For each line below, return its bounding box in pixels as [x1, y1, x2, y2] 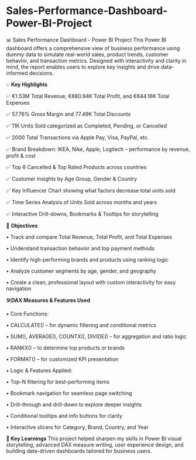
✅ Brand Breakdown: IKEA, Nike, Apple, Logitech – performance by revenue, [6, 145, 190, 153]
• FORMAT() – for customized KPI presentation [6, 355, 119, 362]
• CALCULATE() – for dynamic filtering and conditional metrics [6, 321, 156, 328]
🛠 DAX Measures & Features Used [6, 297, 91, 304]
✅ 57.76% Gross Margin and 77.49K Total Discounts [6, 110, 131, 118]
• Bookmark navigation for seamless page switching [6, 389, 132, 396]
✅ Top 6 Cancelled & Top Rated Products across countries [6, 163, 147, 170]
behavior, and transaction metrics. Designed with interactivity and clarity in [6, 57, 187, 64]
